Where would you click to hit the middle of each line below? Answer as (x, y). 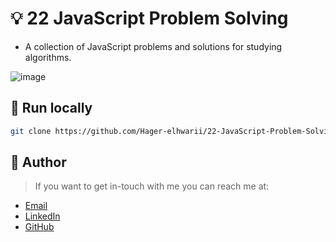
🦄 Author (38, 162)
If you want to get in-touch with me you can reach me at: (152, 186)
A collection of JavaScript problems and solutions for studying (153, 46)
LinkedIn (42, 216)
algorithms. (48, 57)
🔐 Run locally (51, 108)
